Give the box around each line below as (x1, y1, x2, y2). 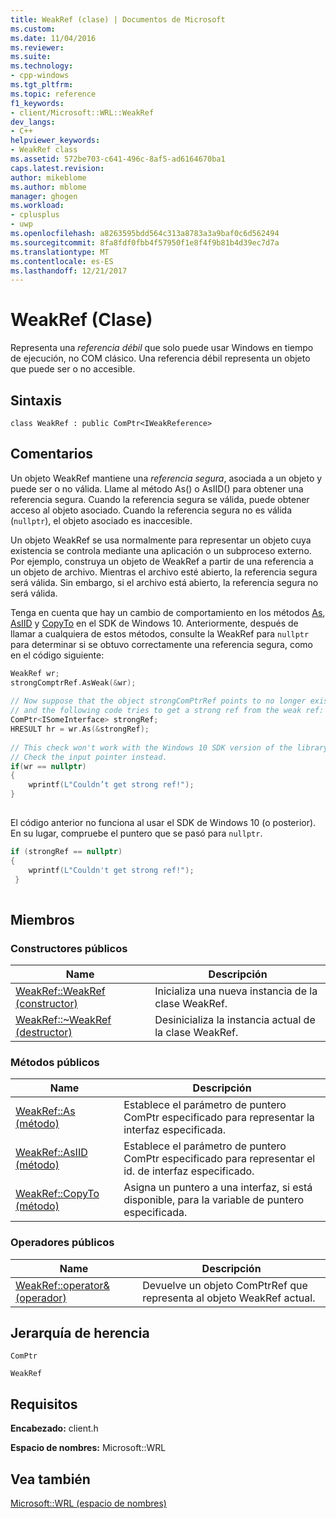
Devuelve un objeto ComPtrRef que (142, 1278, 308, 1292)
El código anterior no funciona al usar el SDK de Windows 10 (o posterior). (10, 816, 317, 828)
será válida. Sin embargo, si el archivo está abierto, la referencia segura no (10, 576, 319, 588)
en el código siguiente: (10, 649, 105, 661)
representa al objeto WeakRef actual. (142, 1291, 316, 1305)
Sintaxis (10, 392, 63, 409)
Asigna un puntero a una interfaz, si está (123, 1181, 313, 1195)
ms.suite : (10, 52, 52, 62)
